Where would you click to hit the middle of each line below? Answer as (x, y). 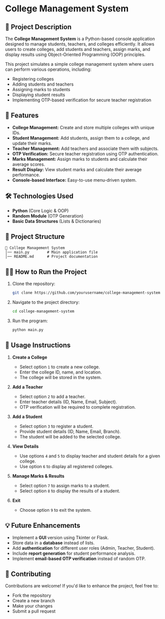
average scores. (29, 164)
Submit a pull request (34, 611)
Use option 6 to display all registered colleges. (66, 466)
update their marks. (32, 143)
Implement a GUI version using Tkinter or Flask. (61, 537)
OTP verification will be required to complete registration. (78, 407)
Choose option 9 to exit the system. (55, 510)
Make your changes (32, 606)
